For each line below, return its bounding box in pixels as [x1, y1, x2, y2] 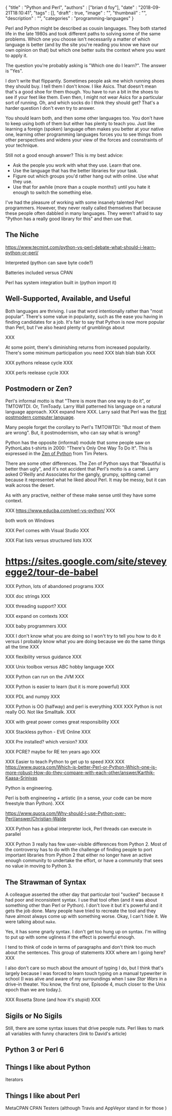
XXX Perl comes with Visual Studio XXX [5, 527, 89, 534]
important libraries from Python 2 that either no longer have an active [5, 852, 151, 858]
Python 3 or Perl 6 [5, 1045, 64, 1054]
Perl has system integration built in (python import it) [5, 279, 117, 285]
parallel [5, 831, 22, 837]
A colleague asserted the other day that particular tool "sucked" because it [5, 891, 164, 897]
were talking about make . [5, 918, 56, 925]
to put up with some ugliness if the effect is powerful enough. [5, 934, 136, 941]
